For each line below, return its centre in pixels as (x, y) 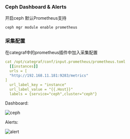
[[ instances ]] (24, 67)
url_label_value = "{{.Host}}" (41, 89)
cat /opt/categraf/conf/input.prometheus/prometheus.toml (65, 62)
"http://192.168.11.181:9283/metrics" (49, 76)
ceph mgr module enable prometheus (41, 28)
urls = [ (18, 71)
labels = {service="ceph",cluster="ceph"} (53, 94)
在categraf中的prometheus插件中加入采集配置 (51, 53)
